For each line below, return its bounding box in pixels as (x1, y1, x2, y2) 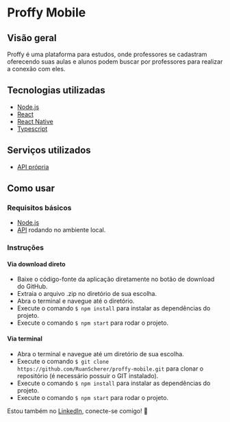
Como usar (7, 183, 55, 195)
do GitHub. (16, 282, 48, 290)
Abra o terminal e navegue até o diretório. (16, 297, 135, 306)
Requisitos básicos (7, 203, 72, 212)
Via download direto (7, 260, 66, 268)
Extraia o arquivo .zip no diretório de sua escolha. (16, 290, 157, 298)
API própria (16, 162, 49, 171)
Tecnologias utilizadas (7, 84, 105, 97)
